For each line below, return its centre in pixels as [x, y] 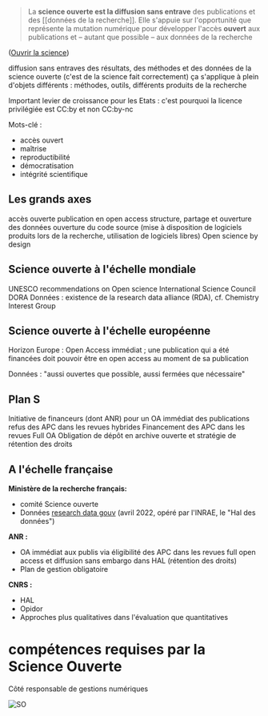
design [20, 244]
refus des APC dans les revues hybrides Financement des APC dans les [127, 427]
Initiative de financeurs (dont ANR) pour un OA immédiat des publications [129, 419]
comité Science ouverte [59, 505]
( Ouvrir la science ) [39, 52]
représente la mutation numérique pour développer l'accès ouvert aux [144, 28]
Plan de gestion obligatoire [64, 569]
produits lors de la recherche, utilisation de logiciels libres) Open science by [133, 235]
